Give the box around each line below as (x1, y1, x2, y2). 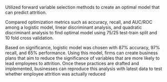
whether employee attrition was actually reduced (5, 71, 106, 77)
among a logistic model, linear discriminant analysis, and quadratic (5, 24, 142, 30)
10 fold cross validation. (5, 35, 54, 41)
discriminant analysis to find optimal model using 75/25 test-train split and (5, 30, 158, 35)
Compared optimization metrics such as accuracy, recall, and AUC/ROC (5, 19, 153, 25)
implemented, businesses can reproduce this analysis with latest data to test (5, 66, 162, 72)
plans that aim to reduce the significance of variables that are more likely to (5, 55, 160, 61)
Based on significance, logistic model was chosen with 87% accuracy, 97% (5, 45, 161, 50)
